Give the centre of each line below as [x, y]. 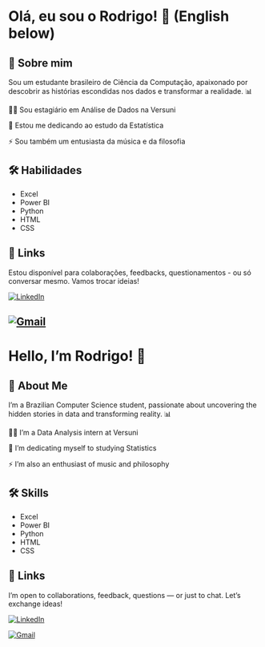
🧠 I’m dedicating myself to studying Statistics [82, 448]
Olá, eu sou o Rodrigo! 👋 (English [119, 16]
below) [32, 33]
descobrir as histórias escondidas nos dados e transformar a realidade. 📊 [130, 91]
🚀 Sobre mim [41, 63]
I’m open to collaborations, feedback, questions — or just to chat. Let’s [125, 595]
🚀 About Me [38, 385]
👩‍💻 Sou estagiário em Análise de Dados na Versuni [92, 110]
